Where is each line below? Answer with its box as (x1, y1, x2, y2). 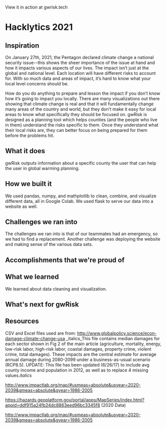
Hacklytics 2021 (5, 22, 73, 33)
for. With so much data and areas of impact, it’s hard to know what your (5, 75, 151, 81)
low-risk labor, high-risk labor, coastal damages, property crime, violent (5, 346, 152, 352)
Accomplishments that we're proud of (5, 255, 125, 264)
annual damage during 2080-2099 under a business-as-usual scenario (5, 357, 151, 363)
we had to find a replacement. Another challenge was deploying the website (5, 236, 161, 242)
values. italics (5, 372, 32, 378)
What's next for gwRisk (5, 300, 79, 309)
